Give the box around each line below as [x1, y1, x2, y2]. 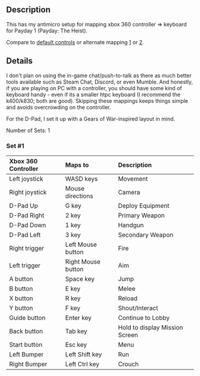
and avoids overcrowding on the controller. [6, 103, 111, 111]
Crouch [118, 360, 139, 368]
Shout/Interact [118, 304, 158, 312]
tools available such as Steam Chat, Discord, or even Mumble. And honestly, [6, 78, 193, 85]
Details [6, 56, 33, 66]
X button [9, 294, 33, 302]
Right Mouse [65, 257, 101, 265]
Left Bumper [9, 350, 44, 358]
